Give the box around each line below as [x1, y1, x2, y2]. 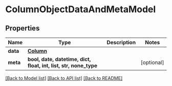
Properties [5, 24, 40, 33]
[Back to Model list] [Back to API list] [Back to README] [5, 75, 123, 81]
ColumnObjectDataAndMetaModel [5, 4, 156, 15]
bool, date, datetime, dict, [27, 56, 91, 63]
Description [106, 39, 136, 46]
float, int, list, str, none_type [27, 62, 98, 69]
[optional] [140, 59, 164, 66]
